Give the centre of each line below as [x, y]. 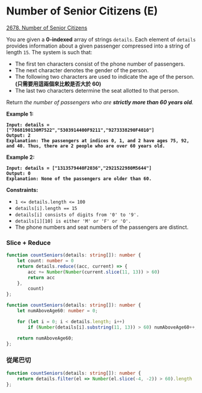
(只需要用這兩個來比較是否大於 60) [58, 84]
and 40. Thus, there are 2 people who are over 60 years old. [86, 146]
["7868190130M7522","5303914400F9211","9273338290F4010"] [80, 130]
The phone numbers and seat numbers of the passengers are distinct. [102, 227]
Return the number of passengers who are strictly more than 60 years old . [100, 102]
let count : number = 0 [45, 261]
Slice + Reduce [29, 243]
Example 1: [20, 114]
